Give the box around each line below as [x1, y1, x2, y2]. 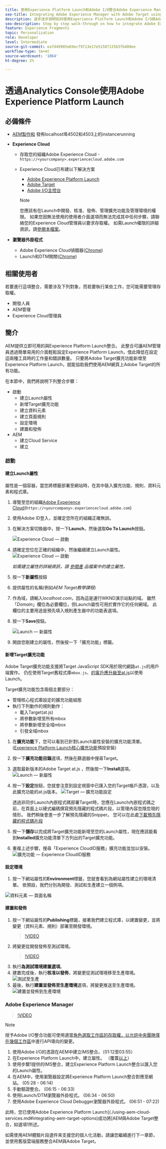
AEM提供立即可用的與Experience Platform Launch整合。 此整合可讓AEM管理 [5, 343, 161, 349]
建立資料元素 [19, 407, 46, 413]
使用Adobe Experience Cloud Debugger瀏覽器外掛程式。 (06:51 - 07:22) [12, 1098, 160, 1104]
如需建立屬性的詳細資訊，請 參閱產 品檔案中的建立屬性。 [12, 564, 127, 569]
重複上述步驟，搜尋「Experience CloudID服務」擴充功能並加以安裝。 [12, 845, 153, 852]
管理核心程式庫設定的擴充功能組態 [12, 697, 82, 703]
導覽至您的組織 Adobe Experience [12, 500, 81, 505]
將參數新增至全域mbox [19, 722, 66, 728]
